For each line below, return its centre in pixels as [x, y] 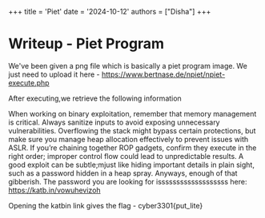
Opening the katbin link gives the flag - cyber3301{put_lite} [106, 205]
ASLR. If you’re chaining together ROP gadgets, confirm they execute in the [132, 148]
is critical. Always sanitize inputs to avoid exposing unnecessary [114, 122]
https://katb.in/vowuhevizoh [55, 190]
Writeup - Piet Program [86, 44]
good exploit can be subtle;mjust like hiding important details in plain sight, [131, 164]
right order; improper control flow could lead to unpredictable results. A [126, 156]
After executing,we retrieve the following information [95, 98]
